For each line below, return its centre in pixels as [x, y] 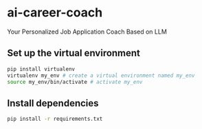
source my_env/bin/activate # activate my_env [75, 82]
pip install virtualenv [41, 69]
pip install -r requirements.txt [55, 119]
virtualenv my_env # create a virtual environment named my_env [101, 75]
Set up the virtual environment [74, 53]
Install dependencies [53, 103]
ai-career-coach [55, 13]
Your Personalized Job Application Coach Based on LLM [87, 32]
